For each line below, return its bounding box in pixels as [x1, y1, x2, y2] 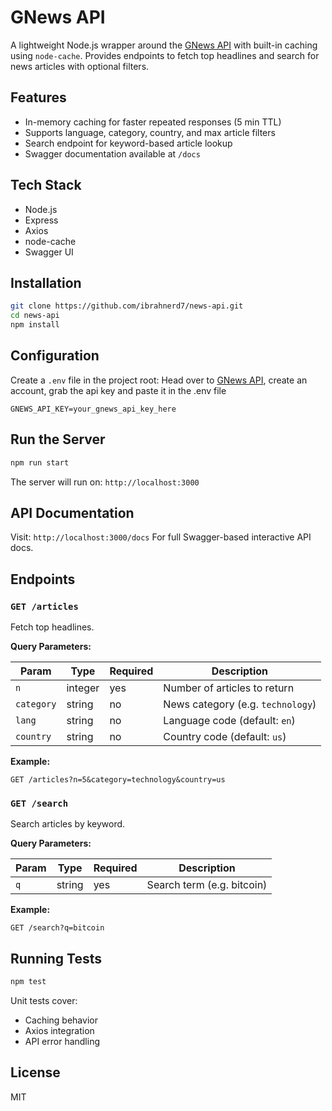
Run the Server [10, 431, 106, 448]
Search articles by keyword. [10, 818, 126, 830]
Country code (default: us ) [163, 730, 287, 743]
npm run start [10, 457, 70, 468]
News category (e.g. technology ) [163, 697, 317, 711]
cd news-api [10, 311, 60, 321]
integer [66, 681, 100, 695]
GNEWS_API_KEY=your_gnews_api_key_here [10, 404, 177, 414]
